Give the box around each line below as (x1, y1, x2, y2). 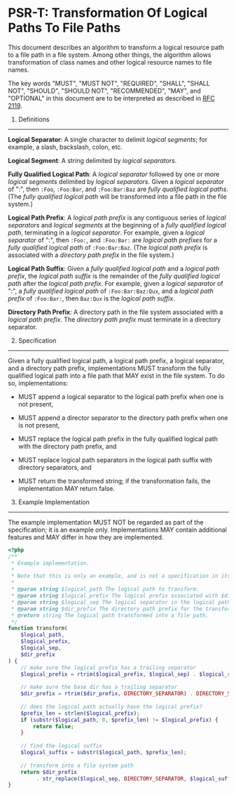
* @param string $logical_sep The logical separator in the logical (11, 598, 216, 605)
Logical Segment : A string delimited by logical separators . (8, 156, 177, 164)
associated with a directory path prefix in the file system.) (8, 251, 174, 259)
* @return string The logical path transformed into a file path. (11, 612, 209, 619)
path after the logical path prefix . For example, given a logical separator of (8, 279, 223, 287)
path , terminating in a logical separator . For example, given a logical (8, 228, 205, 237)
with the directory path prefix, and (18, 442, 117, 450)
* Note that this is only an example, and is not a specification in (11, 572, 218, 580)
